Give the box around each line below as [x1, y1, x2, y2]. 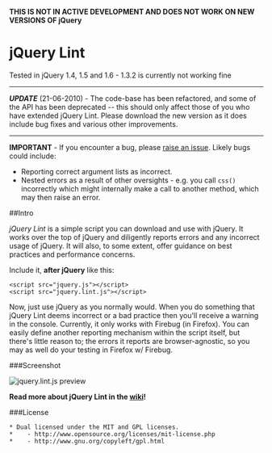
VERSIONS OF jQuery [9, 15, 82, 25]
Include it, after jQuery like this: [9, 265, 115, 275]
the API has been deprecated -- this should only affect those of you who [9, 102, 250, 111]
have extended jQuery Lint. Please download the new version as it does [9, 111, 247, 120]
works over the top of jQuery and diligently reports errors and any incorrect [9, 232, 260, 241]
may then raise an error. [20, 192, 101, 202]
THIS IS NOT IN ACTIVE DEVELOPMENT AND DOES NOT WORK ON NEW [9, 7, 255, 16]
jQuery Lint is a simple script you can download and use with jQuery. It [9, 224, 244, 233]
